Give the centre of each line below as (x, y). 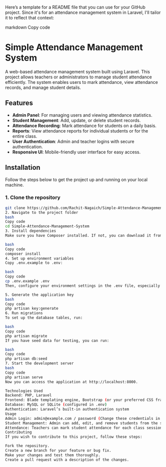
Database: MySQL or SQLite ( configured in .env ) (56, 405)
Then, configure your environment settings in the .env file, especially (83, 286)
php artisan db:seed (26, 359)
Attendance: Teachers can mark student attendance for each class (75, 428)
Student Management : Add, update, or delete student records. (76, 120)
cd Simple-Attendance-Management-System (47, 226)
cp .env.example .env (27, 281)
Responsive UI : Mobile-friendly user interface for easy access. (76, 152)
